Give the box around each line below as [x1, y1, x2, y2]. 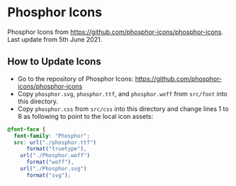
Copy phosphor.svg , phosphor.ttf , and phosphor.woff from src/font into [17, 89, 228, 98]
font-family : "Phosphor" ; [13, 132, 91, 139]
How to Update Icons [7, 56, 101, 68]
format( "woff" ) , [26, 158, 74, 166]
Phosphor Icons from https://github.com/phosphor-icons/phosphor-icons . [7, 28, 224, 36]
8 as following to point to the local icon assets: [17, 112, 154, 120]
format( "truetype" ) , [26, 146, 87, 153]
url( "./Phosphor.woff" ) [20, 152, 91, 159]
